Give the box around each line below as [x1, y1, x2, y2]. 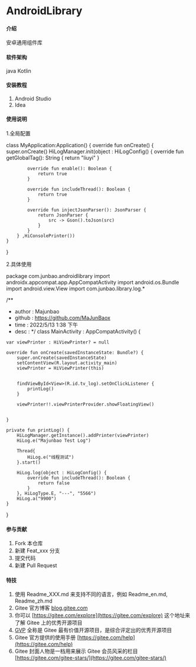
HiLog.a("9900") [17, 496, 57, 501]
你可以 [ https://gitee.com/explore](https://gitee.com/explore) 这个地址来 [14, 612, 191, 619]
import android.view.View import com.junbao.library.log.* [6, 285, 145, 292]
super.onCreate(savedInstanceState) [17, 355, 107, 361]
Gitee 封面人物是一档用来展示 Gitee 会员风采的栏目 [14, 647, 138, 655]
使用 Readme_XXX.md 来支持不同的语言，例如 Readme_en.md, [14, 591, 168, 598]
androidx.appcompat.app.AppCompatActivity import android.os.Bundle [6, 279, 179, 286]
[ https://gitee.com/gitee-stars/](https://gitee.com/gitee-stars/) [14, 655, 166, 662]
